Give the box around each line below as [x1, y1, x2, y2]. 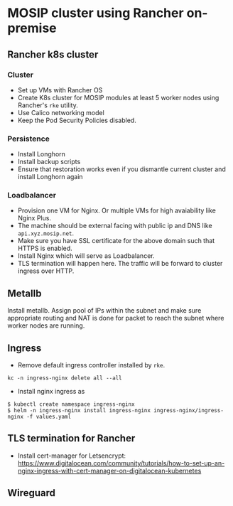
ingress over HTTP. [17, 267, 75, 275]
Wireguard [7, 487, 55, 499]
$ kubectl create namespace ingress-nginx [7, 401, 135, 408]
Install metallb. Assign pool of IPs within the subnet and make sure [7, 306, 202, 315]
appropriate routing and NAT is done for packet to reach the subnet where [7, 314, 224, 323]
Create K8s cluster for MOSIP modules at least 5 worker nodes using [17, 93, 220, 102]
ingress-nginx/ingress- [153, 407, 224, 414]
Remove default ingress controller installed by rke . [17, 361, 166, 370]
